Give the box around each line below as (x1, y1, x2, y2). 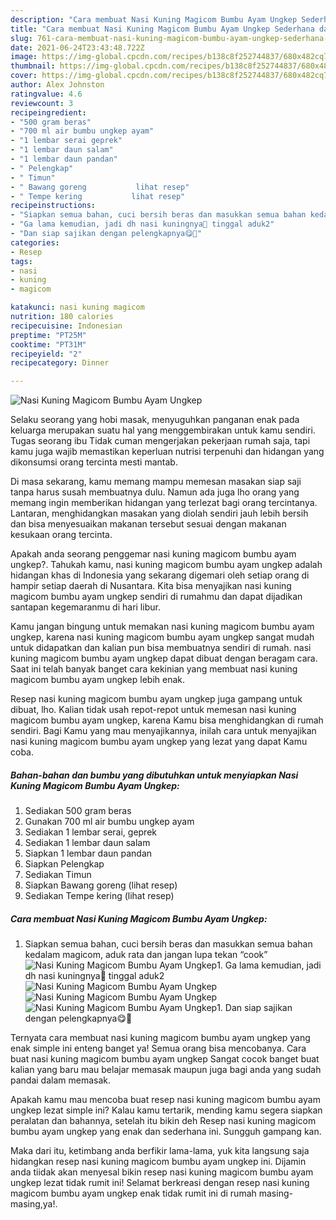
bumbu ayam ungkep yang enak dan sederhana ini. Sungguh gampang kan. (10, 1126, 322, 1138)
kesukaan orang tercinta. (10, 529, 113, 541)
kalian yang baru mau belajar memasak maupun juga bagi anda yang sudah (10, 1064, 322, 1076)
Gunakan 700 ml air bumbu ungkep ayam (24, 816, 195, 828)
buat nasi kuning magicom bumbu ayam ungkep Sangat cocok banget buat (10, 1053, 320, 1065)
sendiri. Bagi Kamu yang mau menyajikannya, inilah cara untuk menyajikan (10, 725, 317, 737)
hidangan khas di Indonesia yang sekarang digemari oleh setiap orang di (10, 569, 310, 581)
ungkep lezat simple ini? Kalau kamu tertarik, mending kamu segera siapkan (10, 1104, 323, 1116)
